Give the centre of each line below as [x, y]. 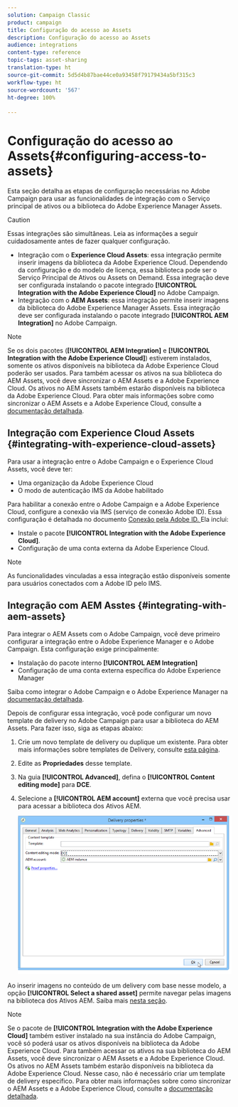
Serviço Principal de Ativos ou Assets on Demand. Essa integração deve [123, 278]
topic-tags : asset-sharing [47, 60]
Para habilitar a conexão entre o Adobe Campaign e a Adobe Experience [113, 504]
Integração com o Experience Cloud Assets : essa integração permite [119, 255]
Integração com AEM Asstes [72, 605]
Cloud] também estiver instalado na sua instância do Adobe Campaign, [112, 1035]
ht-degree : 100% [31, 97]
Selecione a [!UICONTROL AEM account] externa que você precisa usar [124, 798]
